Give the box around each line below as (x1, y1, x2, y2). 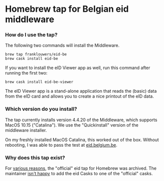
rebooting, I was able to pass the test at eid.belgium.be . (5, 142, 118, 148)
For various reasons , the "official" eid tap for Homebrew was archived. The (5, 165, 157, 171)
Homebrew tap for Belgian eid (5, 3, 129, 15)
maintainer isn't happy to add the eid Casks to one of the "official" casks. (5, 171, 153, 177)
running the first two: (5, 70, 48, 76)
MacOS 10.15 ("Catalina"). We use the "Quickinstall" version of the (5, 122, 139, 128)
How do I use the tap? (5, 31, 58, 38)
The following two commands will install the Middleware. (5, 43, 120, 49)
